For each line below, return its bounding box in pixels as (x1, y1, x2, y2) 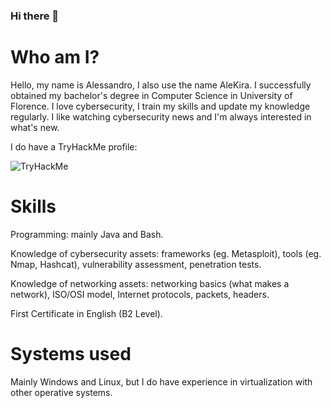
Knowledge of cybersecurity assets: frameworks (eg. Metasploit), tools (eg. (10, 247, 322, 259)
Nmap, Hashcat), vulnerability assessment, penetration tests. (10, 258, 262, 270)
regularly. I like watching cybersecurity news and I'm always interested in (10, 110, 312, 123)
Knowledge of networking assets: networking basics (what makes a (10, 277, 290, 289)
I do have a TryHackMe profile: (10, 140, 138, 153)
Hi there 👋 (10, 9, 60, 23)
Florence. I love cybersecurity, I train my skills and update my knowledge (10, 100, 311, 112)
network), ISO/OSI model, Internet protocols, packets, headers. (10, 288, 270, 300)
